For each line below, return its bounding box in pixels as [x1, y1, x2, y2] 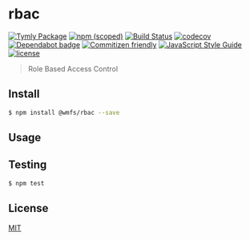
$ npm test [8, 179, 45, 187]
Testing [8, 158, 47, 172]
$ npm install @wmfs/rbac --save [8, 108, 120, 116]
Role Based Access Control [27, 63, 119, 73]
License [8, 201, 49, 215]
